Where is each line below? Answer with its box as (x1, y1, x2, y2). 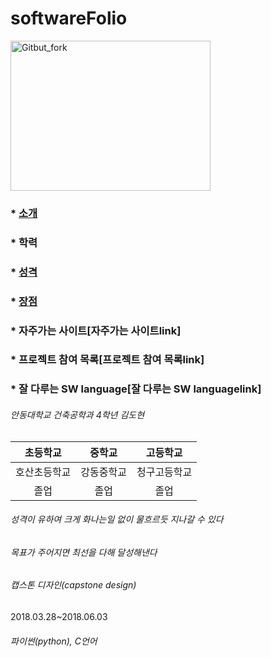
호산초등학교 (15, 465, 72, 479)
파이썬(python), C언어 (10, 635, 98, 647)
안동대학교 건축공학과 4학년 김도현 (10, 408, 145, 421)
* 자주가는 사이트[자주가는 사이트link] (10, 323, 182, 337)
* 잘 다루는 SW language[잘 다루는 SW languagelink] (10, 382, 262, 396)
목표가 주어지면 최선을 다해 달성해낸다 (10, 546, 158, 558)
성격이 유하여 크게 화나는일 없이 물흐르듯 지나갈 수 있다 (10, 513, 224, 526)
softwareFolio (10, 7, 128, 30)
